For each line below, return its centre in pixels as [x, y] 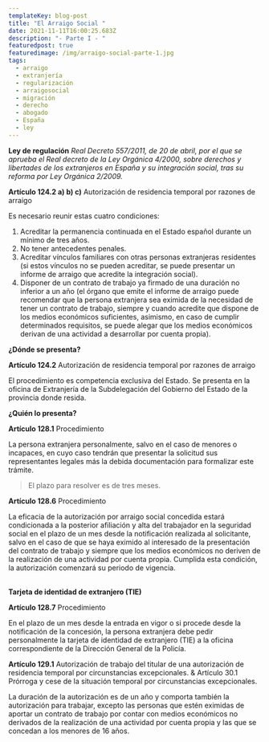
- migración [36, 98]
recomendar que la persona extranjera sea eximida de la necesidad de [137, 300]
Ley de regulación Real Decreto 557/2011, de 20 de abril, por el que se [125, 150]
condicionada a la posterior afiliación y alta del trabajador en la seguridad [130, 525]
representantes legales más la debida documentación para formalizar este [131, 461]
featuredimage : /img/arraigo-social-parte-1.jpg [91, 53]
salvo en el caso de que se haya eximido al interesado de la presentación [129, 542]
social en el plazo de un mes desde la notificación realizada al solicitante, [130, 533]
